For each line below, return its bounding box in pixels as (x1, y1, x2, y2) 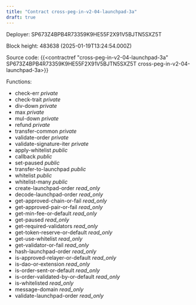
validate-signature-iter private (14, 140, 89, 147)
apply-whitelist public (14, 147, 68, 154)
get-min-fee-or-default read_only (14, 210, 97, 217)
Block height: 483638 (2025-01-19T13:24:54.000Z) (6, 42, 132, 49)
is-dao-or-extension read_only (14, 260, 91, 267)
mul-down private (14, 114, 59, 122)
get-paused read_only (14, 216, 70, 223)
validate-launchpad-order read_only (14, 292, 104, 299)
